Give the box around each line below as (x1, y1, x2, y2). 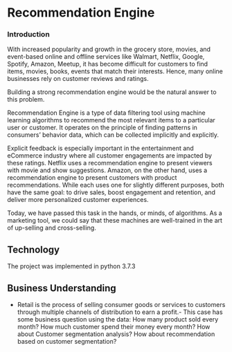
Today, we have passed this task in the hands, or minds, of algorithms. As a (7, 209, 223, 217)
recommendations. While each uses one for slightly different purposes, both (7, 181, 225, 189)
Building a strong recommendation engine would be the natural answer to (7, 88, 217, 96)
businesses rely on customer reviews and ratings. (7, 75, 149, 83)
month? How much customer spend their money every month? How (17, 323, 211, 331)
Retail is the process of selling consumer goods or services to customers (17, 301, 226, 309)
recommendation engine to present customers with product (7, 174, 177, 182)
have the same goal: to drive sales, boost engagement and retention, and (7, 188, 216, 196)
